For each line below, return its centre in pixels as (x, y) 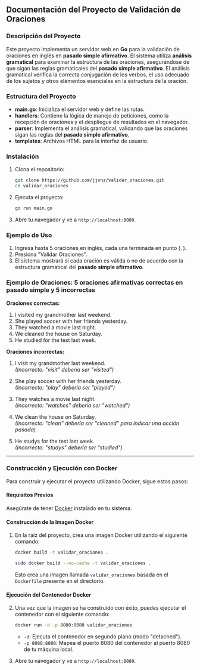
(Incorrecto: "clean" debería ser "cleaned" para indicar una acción (97, 423)
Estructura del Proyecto (41, 96)
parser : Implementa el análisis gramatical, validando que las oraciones (101, 128)
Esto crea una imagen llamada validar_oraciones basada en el (91, 575)
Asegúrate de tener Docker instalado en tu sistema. (69, 508)
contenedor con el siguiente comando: (62, 615)
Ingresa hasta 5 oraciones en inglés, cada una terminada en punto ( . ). (101, 248)
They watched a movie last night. (55, 327)
